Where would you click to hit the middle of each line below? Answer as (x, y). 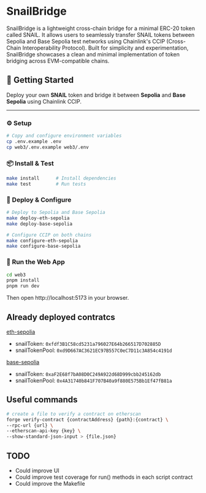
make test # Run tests (46, 184)
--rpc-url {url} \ (30, 425)
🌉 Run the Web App (36, 262)
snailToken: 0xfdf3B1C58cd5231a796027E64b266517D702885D (88, 344)
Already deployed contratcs (61, 317)
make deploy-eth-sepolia (38, 218)
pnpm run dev (23, 286)
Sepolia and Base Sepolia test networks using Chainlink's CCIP (86, 41)
